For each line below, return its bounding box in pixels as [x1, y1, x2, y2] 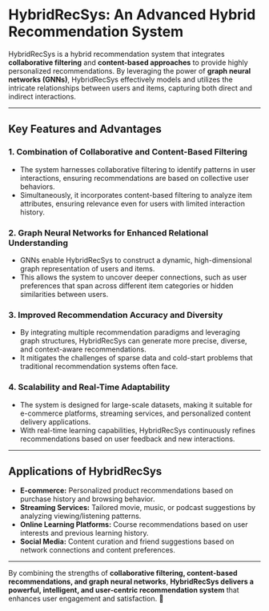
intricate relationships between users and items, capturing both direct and [8, 82, 252, 93]
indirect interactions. [8, 91, 76, 101]
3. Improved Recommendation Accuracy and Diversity [8, 309, 223, 320]
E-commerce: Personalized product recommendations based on [19, 486, 234, 496]
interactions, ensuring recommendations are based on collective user [19, 173, 250, 183]
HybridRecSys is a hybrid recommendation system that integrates [8, 49, 226, 58]
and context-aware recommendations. [19, 344, 147, 354]
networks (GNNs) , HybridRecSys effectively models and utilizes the [8, 74, 234, 84]
